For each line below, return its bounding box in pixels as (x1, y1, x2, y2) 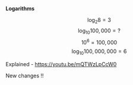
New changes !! (5, 72, 44, 79)
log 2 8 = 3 (87, 17, 111, 25)
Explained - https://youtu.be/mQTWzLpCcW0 (5, 61, 117, 68)
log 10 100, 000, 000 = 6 (71, 48, 127, 57)
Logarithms (5, 5, 35, 12)
